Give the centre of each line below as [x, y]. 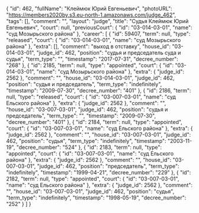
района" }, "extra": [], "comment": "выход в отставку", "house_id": [88, 46]
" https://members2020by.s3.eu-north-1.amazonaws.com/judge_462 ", [91, 15]
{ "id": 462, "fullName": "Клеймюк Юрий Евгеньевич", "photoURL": [89, 9]
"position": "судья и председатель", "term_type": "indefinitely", [84, 84]
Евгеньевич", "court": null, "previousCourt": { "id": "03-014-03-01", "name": [99, 27]
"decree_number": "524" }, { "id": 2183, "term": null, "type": [89, 147]
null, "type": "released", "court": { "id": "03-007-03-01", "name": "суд [91, 97]
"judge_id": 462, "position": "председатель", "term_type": [108, 166]
